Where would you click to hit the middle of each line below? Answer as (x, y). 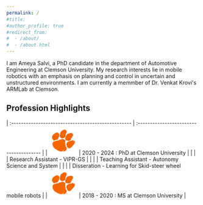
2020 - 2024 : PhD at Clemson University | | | (139, 153)
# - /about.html (28, 45)
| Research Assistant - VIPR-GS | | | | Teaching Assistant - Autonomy (92, 159)
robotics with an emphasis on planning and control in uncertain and (91, 76)
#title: (16, 19)
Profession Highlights (48, 108)
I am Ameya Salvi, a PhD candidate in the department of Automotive (91, 63)
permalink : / (23, 13)
